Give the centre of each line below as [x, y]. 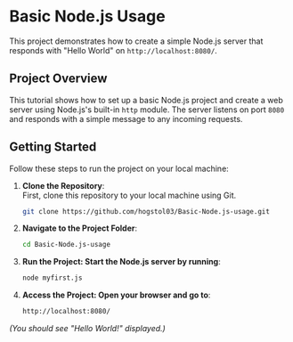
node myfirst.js [52, 278]
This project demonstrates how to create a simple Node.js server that [136, 41]
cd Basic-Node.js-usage [66, 245]
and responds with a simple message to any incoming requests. [126, 118]
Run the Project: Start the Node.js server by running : [121, 262]
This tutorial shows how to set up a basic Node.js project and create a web [146, 100]
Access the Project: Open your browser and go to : [116, 295]
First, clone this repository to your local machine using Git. [129, 195]
